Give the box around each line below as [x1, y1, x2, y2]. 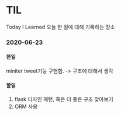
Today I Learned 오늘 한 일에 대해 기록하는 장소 [6, 23, 115, 30]
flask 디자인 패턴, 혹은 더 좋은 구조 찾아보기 [14, 96, 113, 103]
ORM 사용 [14, 103, 38, 110]
